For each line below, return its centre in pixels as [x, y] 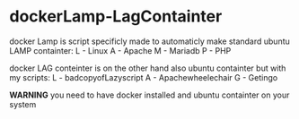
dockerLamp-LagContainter [116, 17]
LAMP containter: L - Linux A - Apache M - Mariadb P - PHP [120, 50]
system [23, 104]
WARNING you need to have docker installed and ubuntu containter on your [149, 95]
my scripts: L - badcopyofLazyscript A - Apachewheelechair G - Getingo [144, 77]
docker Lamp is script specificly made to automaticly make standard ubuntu [149, 41]
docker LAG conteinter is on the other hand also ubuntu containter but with [148, 68]
